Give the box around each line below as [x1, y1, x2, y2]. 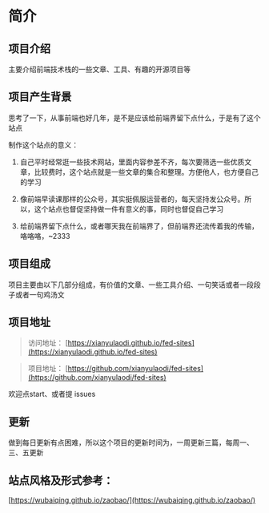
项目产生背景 [8, 90, 72, 104]
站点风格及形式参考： [8, 474, 114, 487]
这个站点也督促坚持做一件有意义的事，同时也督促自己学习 [34, 204, 224, 213]
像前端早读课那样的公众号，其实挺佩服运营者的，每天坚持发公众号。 [19, 194, 245, 204]
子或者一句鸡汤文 [8, 289, 65, 299]
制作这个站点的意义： [8, 139, 78, 149]
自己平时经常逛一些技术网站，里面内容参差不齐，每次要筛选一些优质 [19, 157, 245, 167]
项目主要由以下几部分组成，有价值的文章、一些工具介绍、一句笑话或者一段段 [8, 280, 261, 289]
